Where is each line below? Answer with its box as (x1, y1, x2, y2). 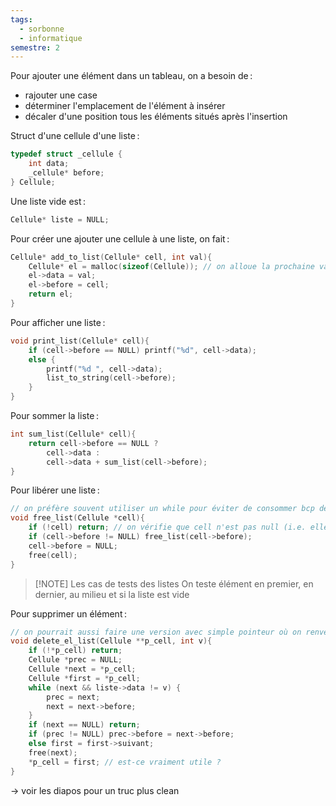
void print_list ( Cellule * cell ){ (10, 336, 150, 346)
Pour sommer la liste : (10, 410, 99, 421)
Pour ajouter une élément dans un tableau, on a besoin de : (10, 70, 253, 82)
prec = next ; (46, 692, 101, 702)
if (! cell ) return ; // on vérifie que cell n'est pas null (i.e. (28, 522, 307, 533)
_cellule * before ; (28, 168, 105, 178)
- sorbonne (19, 24, 65, 34)
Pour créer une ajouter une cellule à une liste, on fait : (10, 232, 230, 245)
